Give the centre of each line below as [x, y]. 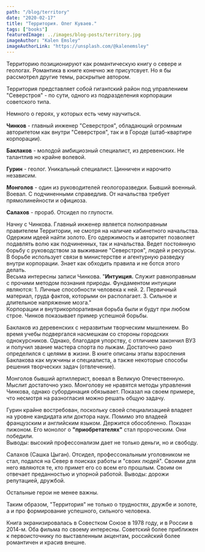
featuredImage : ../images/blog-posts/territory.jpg [73, 35]
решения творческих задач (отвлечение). [61, 367]
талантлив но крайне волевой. [46, 157]
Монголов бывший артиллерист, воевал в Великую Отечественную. [95, 378]
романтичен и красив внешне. [47, 542]
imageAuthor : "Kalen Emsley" [43, 41]
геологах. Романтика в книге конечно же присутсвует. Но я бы [89, 70]
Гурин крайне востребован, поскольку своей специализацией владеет [99, 410]
